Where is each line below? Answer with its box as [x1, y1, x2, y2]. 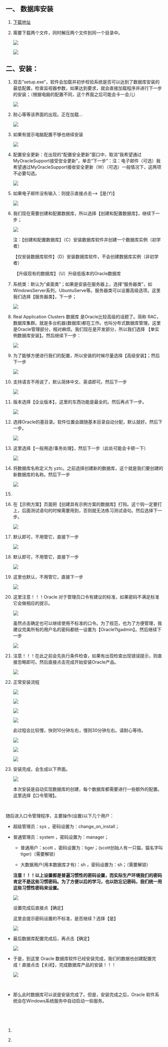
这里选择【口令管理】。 [12, 792, 59, 798]
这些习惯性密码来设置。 [12, 885, 61, 891]
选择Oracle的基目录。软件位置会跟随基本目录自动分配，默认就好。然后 [12, 419, 158, 425]
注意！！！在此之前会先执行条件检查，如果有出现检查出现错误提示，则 [12, 653, 158, 659]
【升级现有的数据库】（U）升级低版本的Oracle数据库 [14, 270, 121, 277]
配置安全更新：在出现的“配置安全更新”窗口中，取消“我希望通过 [12, 151, 142, 157]
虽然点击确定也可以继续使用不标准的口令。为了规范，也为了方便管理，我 [12, 620, 162, 626]
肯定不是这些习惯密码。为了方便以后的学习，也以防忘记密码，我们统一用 [12, 878, 162, 884]
